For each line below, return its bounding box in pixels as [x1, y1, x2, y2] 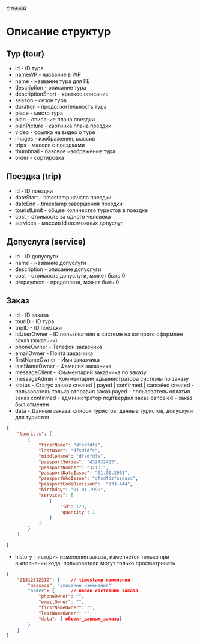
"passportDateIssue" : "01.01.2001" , [38, 470, 130, 476]
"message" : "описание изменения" [28, 582, 112, 588]
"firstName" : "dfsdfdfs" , [38, 442, 103, 448]
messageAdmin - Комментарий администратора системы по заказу [14, 375, 189, 383]
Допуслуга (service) [6, 237, 86, 247]
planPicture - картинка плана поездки [14, 122, 112, 129]
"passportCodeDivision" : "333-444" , [38, 481, 133, 487]
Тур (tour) [6, 49, 45, 59]
